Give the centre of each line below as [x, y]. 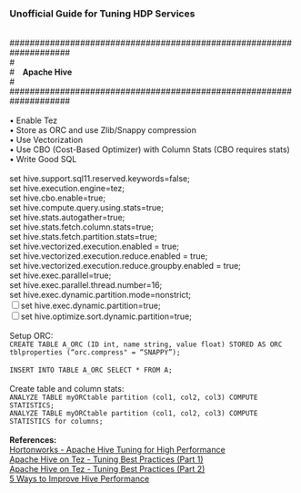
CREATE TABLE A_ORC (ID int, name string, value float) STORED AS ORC [146, 344]
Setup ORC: [31, 336]
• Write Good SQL [43, 159]
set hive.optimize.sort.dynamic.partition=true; [107, 316]
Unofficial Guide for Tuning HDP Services [102, 14]
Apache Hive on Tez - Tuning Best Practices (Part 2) [107, 469]
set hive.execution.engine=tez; [67, 189]
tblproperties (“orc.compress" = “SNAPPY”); [95, 353]
